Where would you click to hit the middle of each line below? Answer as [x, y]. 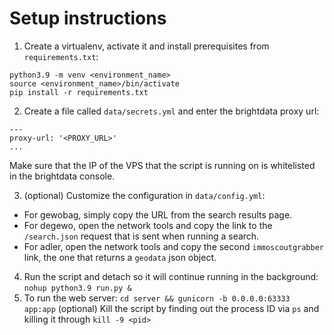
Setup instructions [88, 18]
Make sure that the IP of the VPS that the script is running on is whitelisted [162, 165]
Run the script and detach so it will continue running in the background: [171, 276]
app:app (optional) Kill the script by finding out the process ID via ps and [171, 308]
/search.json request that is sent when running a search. [141, 236]
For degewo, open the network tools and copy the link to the [148, 225]
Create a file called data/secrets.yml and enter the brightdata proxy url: [171, 111]
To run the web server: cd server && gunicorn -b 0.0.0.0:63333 [157, 298]
